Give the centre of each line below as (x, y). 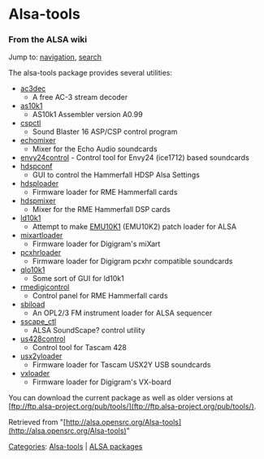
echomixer (38, 141)
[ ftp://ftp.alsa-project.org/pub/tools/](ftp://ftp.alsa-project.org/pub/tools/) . (132, 406)
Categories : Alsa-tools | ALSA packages (76, 447)
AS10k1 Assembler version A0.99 (88, 115)
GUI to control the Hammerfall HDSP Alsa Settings (116, 175)
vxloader (35, 374)
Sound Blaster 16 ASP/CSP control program (105, 132)
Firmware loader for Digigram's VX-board (102, 382)
